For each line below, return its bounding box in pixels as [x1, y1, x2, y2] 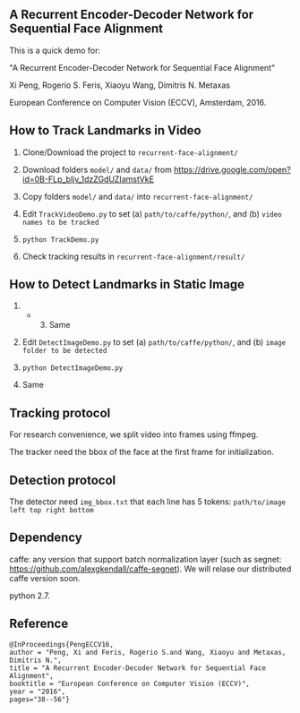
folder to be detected [21, 347, 107, 356]
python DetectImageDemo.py [21, 364, 124, 373]
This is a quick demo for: [9, 45, 101, 56]
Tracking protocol [9, 405, 111, 420]
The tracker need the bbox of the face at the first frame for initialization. [9, 447, 275, 458]
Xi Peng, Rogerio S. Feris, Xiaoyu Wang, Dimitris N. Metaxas [9, 80, 231, 90]
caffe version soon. [9, 572, 81, 583]
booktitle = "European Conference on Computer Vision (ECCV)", [9, 679, 251, 688]
